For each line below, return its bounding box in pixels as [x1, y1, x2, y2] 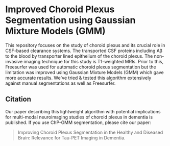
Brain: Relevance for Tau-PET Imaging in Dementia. [17, 134, 126, 141]
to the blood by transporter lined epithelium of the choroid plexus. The [5, 53, 153, 59]
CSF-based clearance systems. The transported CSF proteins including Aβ [5, 47, 162, 54]
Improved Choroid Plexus [5, 4, 115, 15]
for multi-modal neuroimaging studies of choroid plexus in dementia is [5, 114, 153, 120]
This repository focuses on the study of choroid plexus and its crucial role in [5, 42, 165, 48]
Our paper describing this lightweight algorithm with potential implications [5, 108, 161, 114]
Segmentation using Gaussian [5, 14, 136, 26]
